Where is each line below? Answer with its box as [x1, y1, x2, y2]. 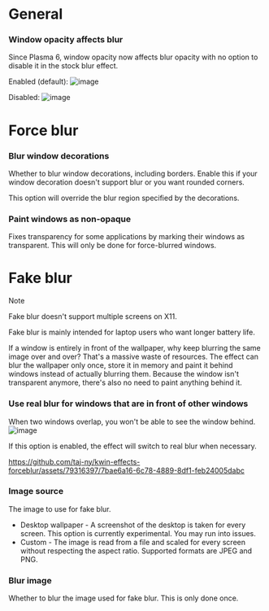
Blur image [8, 574, 52, 586]
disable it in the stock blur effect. [8, 61, 119, 71]
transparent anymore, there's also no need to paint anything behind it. [8, 378, 242, 387]
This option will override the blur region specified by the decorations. [8, 193, 240, 203]
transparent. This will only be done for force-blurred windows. [8, 241, 217, 251]
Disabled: [8, 93, 41, 103]
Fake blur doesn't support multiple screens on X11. [8, 312, 177, 321]
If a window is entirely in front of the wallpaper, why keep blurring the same [8, 343, 262, 353]
